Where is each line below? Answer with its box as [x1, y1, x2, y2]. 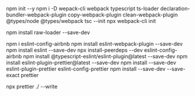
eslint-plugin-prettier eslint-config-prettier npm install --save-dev [6, 65, 166, 72]
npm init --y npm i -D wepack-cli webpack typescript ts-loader [6, 5, 160, 12]
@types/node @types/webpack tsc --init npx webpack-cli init [6, 18, 156, 24]
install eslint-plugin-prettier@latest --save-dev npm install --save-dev [6, 59, 176, 66]
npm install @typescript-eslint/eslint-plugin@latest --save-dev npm [23, 53, 188, 59]
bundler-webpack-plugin [6, 11, 67, 18]
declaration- [160, 5, 190, 12]
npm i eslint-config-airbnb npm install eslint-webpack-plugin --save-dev [6, 41, 183, 47]
